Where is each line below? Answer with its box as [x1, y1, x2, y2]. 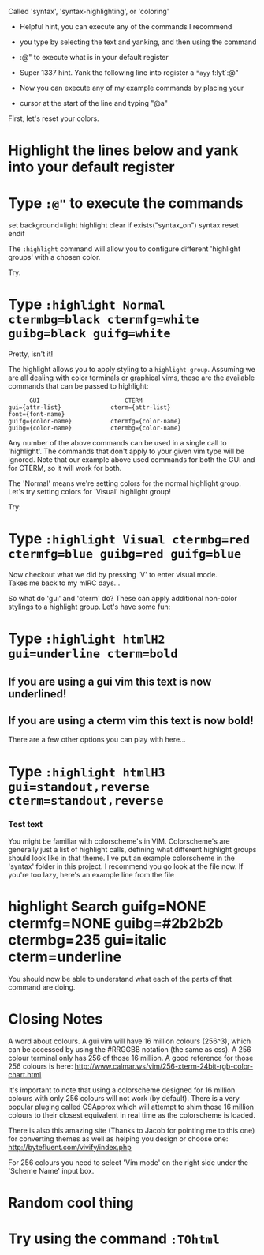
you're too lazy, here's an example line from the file [8, 870, 175, 879]
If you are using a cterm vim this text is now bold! [8, 714, 254, 727]
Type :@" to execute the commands [8, 194, 244, 212]
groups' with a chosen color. [8, 253, 101, 262]
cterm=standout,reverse [8, 793, 164, 808]
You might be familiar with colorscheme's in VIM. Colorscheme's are [8, 836, 230, 846]
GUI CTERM [28, 396, 143, 405]
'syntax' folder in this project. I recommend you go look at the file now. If [8, 861, 244, 871]
